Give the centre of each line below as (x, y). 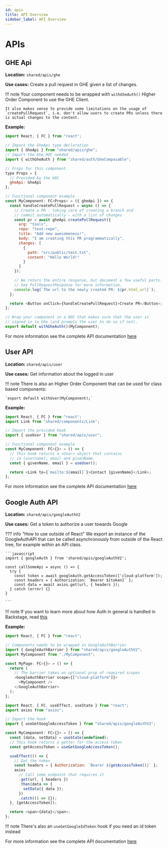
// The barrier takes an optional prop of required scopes (77, 673)
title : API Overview (27, 15)
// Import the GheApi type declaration (47, 146)
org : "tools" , (33, 225)
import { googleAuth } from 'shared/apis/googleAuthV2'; (66, 558)
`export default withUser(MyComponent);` (49, 398)
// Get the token (32, 761)
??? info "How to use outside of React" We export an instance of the (75, 534)
